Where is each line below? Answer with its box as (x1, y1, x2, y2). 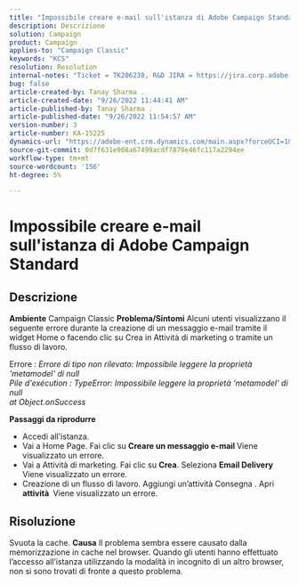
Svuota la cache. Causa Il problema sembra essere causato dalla (9, 538, 247, 548)
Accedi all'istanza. (21, 431, 90, 442)
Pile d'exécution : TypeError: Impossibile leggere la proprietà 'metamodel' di (9, 378, 288, 388)
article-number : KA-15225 (9, 129, 105, 138)
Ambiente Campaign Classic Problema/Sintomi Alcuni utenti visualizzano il (9, 313, 287, 324)
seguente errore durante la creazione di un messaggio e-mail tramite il (9, 322, 268, 334)
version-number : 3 (9, 121, 77, 130)
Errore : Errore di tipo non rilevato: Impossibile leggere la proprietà (9, 359, 253, 370)
